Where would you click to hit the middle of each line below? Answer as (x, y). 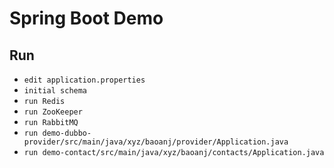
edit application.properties (84, 80)
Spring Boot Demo (86, 18)
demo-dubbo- (67, 133)
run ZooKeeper (53, 112)
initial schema (55, 91)
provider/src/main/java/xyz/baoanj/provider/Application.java (156, 142)
